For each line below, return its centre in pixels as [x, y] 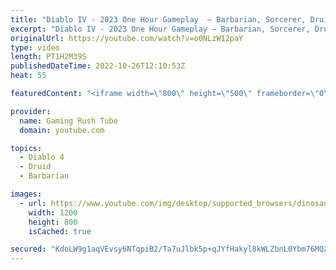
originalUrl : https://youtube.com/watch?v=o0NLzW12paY [127, 38]
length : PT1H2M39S [48, 57]
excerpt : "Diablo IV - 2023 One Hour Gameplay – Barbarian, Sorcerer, [160, 29]
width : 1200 [53, 212]
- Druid [35, 167]
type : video [35, 47]
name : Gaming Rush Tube [68, 121]
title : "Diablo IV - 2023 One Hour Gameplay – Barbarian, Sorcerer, [158, 19]
